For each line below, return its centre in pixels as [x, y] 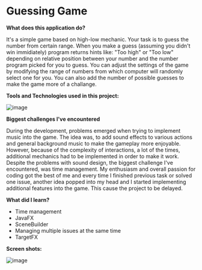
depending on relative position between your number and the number [92, 58]
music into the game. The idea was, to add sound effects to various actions [99, 137]
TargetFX [26, 237]
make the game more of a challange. [52, 84]
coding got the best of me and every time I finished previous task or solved [99, 175]
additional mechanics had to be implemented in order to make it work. [93, 156]
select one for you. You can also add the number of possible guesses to [95, 78]
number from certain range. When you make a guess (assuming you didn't [98, 46]
